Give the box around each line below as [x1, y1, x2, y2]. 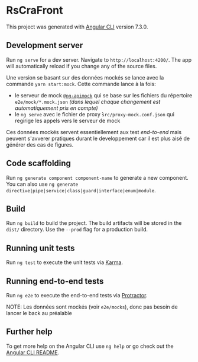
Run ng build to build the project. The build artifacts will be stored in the [6, 220, 182, 227]
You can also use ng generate [6, 180, 79, 188]
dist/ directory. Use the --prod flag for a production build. [6, 226, 148, 233]
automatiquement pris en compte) [14, 104, 99, 112]
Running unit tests [6, 243, 75, 253]
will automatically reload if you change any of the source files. [6, 62, 157, 69]
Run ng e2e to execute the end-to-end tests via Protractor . [6, 292, 148, 299]
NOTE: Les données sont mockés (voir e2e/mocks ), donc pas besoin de [6, 303, 178, 310]
